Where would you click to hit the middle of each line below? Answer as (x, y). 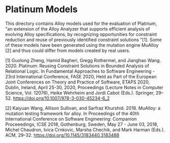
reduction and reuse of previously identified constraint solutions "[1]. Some (84, 40)
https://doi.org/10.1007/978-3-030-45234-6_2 (61, 98)
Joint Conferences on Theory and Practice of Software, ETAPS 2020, (77, 82)
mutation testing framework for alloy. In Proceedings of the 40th (72, 113)
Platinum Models (41, 9)
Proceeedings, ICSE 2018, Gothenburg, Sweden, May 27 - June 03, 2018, (82, 124)
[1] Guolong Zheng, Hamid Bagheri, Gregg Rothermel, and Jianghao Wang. (83, 60)
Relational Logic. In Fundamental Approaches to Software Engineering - (80, 71)
